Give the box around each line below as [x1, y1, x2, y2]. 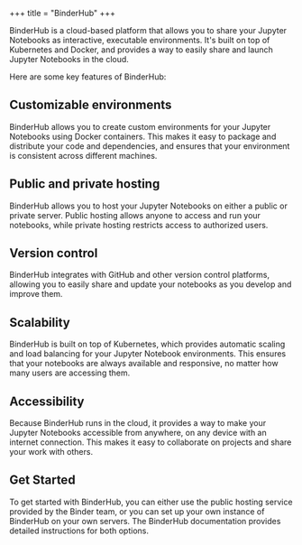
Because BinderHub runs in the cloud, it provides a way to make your [9, 418, 267, 429]
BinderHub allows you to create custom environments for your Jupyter [9, 121, 271, 132]
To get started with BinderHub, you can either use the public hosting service [9, 496, 293, 507]
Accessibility [9, 393, 85, 409]
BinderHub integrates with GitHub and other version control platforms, [9, 270, 270, 281]
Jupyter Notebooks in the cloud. [9, 54, 129, 64]
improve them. [9, 289, 63, 300]
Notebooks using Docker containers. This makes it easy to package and [9, 131, 277, 142]
